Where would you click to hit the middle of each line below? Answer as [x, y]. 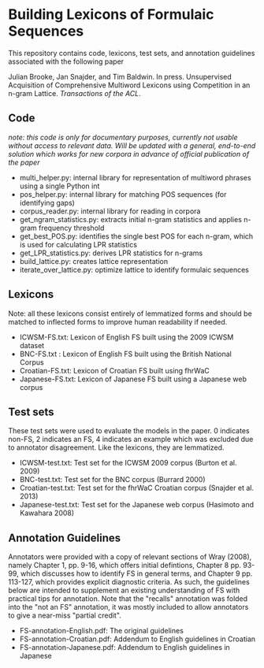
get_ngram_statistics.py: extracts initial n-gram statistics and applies [131, 219]
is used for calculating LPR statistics [78, 244]
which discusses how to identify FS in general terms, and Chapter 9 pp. [136, 573]
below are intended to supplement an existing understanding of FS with [124, 590]
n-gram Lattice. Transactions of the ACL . [75, 93]
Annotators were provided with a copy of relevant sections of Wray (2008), [130, 557]
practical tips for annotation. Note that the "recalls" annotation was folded [128, 599]
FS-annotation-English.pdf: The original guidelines [101, 631]
